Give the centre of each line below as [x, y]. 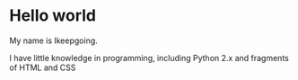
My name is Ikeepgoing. [54, 40]
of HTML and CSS [43, 67]
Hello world [53, 16]
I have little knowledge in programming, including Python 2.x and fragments [149, 58]
